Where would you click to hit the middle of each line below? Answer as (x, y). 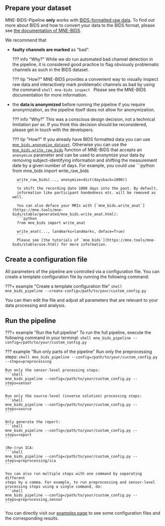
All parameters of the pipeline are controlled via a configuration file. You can (82, 271)
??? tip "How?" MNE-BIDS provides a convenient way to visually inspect (85, 79)
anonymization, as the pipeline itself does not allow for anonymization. (83, 109)
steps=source (18, 409)
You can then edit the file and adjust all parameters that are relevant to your (82, 300)
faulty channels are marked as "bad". (51, 49)
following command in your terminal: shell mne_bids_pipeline (68, 338)
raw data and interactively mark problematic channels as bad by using (83, 84)
